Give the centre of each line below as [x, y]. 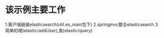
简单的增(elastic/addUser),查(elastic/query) [49, 30]
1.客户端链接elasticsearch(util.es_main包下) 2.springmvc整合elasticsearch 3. [82, 24]
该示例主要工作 [35, 10]
